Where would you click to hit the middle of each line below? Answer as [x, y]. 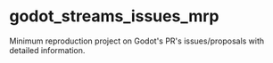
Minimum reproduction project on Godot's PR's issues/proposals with [137, 41]
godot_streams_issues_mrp [114, 16]
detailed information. [47, 50]
